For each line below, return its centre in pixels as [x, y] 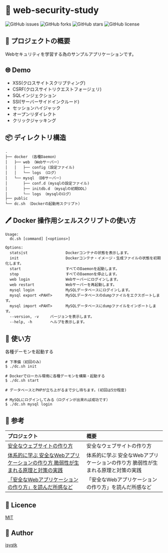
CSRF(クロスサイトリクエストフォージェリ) [57, 89]
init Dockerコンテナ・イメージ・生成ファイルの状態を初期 [85, 258]
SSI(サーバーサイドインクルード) [46, 102]
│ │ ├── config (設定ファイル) [40, 168]
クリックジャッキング [34, 120]
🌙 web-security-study [52, 10]
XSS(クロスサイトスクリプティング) [49, 83]
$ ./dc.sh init [21, 366]
